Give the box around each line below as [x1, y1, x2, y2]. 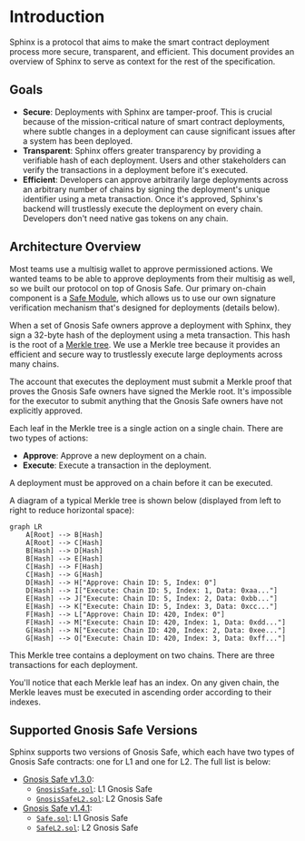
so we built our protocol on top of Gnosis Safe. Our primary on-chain [9, 282, 267, 293]
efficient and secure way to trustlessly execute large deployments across [9, 349, 283, 360]
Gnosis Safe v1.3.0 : [22, 774, 94, 785]
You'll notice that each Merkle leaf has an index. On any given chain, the [9, 676, 280, 688]
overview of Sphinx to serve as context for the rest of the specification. [9, 56, 276, 66]
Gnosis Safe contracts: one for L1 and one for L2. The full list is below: [9, 756, 271, 767]
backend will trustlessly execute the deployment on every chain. [22, 203, 263, 214]
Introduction [9, 6, 105, 27]
